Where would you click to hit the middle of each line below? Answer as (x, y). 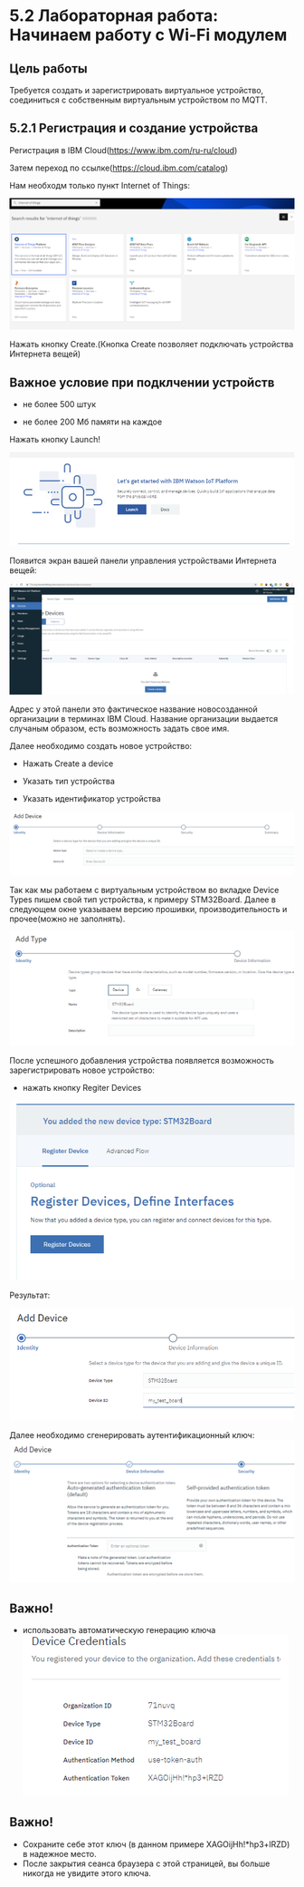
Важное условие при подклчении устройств (142, 382)
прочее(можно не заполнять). (67, 919)
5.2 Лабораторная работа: (114, 16)
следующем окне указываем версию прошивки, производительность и (148, 909)
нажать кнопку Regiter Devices (82, 1088)
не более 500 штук (59, 404)
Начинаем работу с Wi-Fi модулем (148, 35)
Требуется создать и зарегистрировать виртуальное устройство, (137, 90)
